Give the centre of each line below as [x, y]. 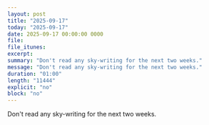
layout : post [27, 14]
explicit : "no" [30, 87]
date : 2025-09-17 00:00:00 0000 [55, 34]
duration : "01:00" [35, 74]
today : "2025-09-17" [38, 27]
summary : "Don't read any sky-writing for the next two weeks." [105, 61]
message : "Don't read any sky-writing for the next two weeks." [105, 67]
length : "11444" [31, 80]
